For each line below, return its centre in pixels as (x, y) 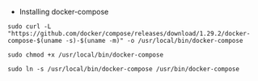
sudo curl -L (30, 27)
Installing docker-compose (64, 12)
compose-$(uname (35, 40)
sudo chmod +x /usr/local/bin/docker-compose (85, 55)
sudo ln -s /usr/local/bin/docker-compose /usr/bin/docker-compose (124, 69)
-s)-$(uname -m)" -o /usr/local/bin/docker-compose (154, 40)
